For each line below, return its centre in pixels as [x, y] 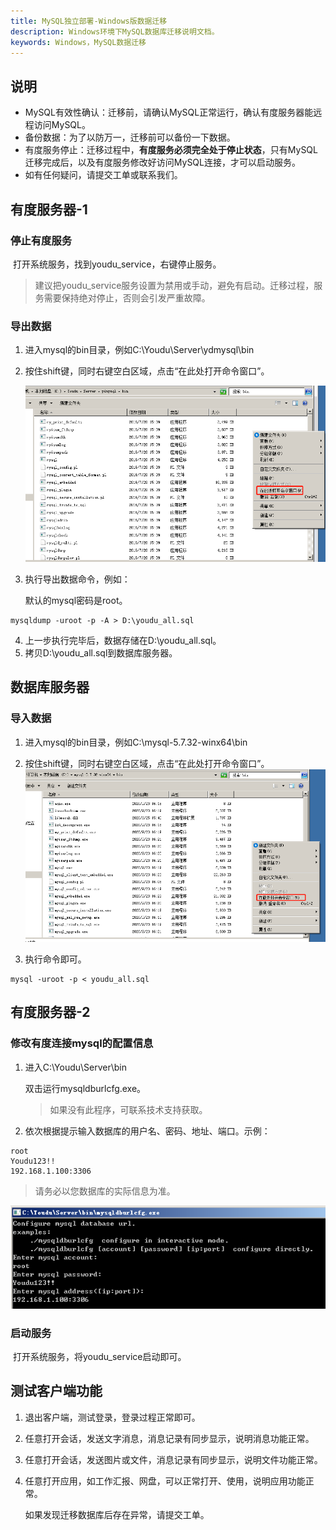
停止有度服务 [41, 240]
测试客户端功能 [56, 1391]
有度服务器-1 [49, 209]
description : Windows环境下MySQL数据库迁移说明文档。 [115, 31]
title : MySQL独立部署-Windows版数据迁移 [89, 21]
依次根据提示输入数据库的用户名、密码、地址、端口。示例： [147, 1131]
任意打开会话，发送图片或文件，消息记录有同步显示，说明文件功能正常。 [173, 1459]
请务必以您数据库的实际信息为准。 [105, 1191]
